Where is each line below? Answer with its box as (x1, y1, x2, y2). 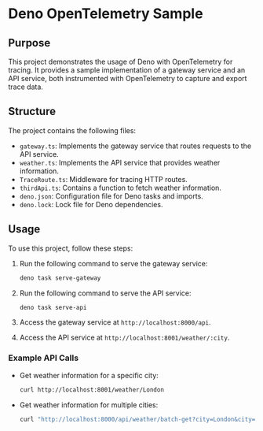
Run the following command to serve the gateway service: (19, 258, 208, 268)
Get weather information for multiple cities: (19, 399, 159, 410)
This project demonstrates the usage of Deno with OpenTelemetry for (8, 57, 233, 66)
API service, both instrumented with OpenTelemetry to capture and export (8, 74, 247, 83)
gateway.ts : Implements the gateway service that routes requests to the (19, 141, 252, 150)
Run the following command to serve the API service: (19, 288, 192, 298)
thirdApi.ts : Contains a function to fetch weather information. (19, 183, 222, 192)
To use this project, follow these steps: (8, 243, 133, 253)
